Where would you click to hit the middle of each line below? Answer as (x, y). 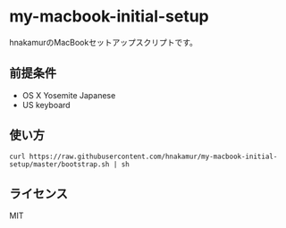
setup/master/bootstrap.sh (59, 164)
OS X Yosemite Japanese (69, 95)
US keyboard (46, 105)
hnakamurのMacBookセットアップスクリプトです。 (104, 42)
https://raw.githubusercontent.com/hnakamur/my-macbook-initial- (153, 156)
